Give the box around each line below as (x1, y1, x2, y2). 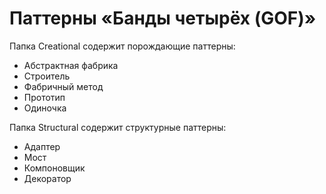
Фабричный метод (23, 80, 104, 92)
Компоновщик (23, 162, 86, 174)
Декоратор (23, 172, 72, 184)
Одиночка (23, 102, 67, 114)
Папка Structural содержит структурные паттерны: (9, 121, 227, 133)
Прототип (23, 91, 66, 103)
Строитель (23, 70, 71, 82)
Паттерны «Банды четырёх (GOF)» (9, 7, 317, 30)
